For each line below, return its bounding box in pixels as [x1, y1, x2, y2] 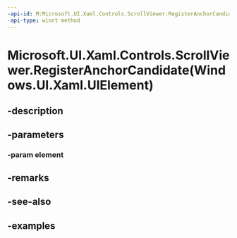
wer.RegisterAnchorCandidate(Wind [7, 62, 226, 78]
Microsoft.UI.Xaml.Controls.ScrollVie [7, 47, 230, 63]
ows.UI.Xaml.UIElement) [7, 77, 154, 93]
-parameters [7, 129, 64, 141]
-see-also [7, 196, 51, 208]
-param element [7, 150, 64, 160]
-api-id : [7, 10, 33, 18]
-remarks [7, 172, 49, 184]
